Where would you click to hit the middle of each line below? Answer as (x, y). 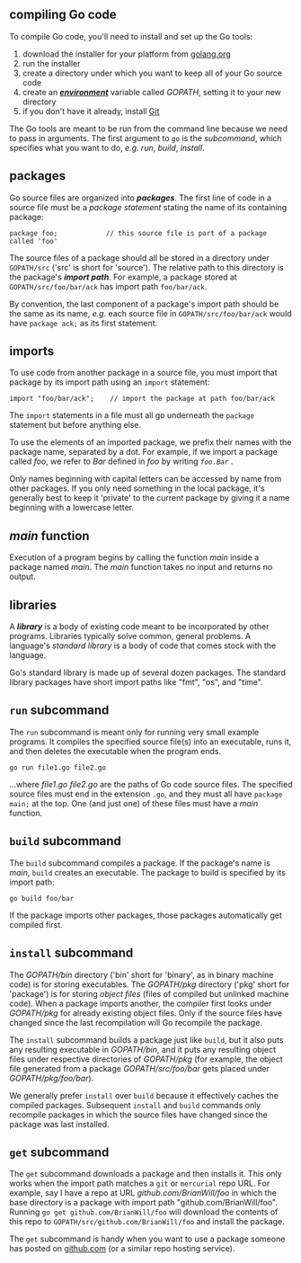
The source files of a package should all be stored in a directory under (139, 258)
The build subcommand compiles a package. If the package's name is (140, 863)
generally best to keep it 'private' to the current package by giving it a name (150, 498)
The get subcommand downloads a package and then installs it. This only (146, 1174)
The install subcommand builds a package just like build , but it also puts (146, 1040)
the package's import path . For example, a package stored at (124, 277)
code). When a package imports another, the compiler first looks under (141, 1003)
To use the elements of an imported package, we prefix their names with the (150, 442)
